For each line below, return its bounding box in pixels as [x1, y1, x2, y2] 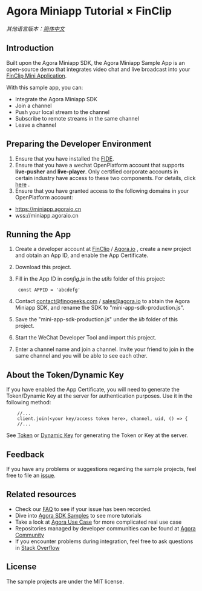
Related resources [6, 489, 77, 499]
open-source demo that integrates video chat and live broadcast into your [6, 65, 191, 73]
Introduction [6, 43, 54, 53]
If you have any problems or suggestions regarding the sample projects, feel [6, 466, 197, 472]
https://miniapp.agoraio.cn [15, 205, 82, 213]
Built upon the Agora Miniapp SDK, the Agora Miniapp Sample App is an [6, 59, 186, 66]
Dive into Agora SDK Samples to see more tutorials [15, 512, 142, 519]
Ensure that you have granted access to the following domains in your [15, 187, 189, 195]
